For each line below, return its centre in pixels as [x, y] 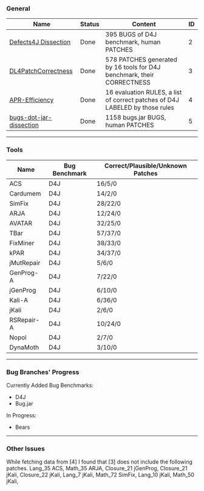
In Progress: [21, 415]
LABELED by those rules [140, 108]
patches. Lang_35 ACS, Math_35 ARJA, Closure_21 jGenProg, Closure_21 [97, 468]
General [18, 9]
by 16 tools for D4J [133, 67]
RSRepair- [25, 320]
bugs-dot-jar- [31, 118]
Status [90, 24]
